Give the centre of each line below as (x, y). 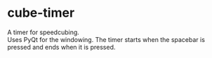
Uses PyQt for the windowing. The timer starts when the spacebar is (106, 39)
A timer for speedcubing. (43, 32)
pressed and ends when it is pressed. (61, 47)
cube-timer (41, 13)
